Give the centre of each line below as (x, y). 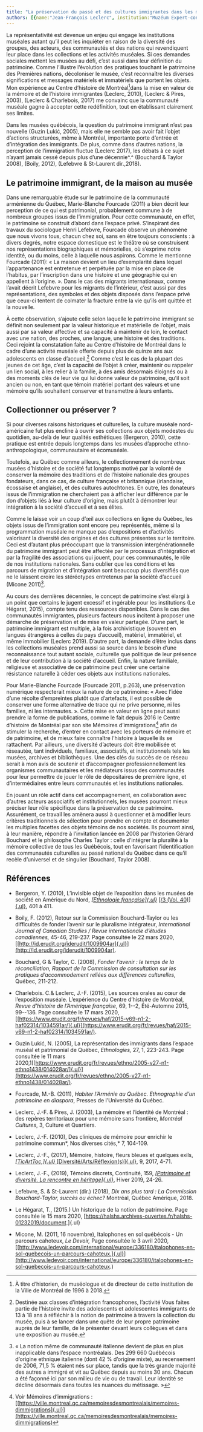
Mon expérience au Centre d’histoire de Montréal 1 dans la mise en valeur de (100, 87)
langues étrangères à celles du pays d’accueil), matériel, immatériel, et (94, 635)
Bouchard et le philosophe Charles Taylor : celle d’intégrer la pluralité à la (97, 840)
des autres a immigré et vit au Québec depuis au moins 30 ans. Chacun (104, 1372)
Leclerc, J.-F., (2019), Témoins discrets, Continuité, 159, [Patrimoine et (102, 1173)
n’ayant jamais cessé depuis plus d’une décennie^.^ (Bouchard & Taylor (95, 157)
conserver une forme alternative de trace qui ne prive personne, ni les (93, 705)
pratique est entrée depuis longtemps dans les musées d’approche (89, 444)
